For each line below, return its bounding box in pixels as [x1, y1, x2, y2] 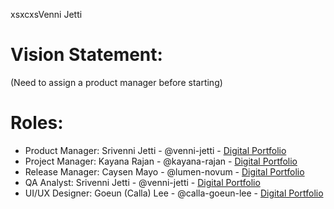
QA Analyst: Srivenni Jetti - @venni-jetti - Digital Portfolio [24, 176, 261, 188]
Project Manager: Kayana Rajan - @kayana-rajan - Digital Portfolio [24, 155, 298, 167]
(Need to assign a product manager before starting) [10, 76, 223, 88]
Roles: [10, 112, 64, 134]
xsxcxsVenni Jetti [10, 9, 83, 20]
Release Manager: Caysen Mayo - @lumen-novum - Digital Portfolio [24, 165, 305, 178]
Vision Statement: [10, 44, 163, 66]
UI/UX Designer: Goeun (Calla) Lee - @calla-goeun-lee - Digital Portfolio [24, 187, 324, 199]
